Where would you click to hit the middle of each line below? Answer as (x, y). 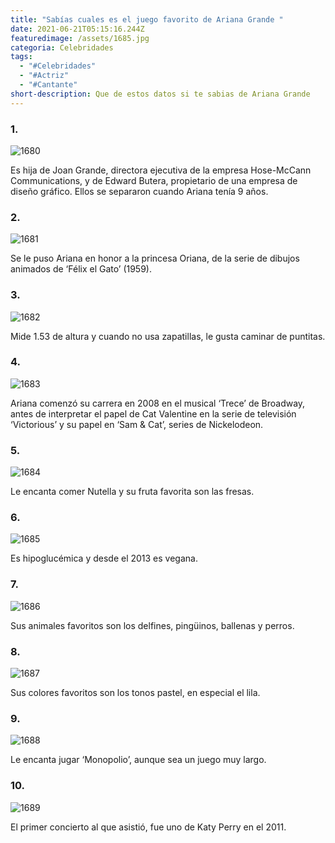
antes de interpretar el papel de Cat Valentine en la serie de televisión (153, 413)
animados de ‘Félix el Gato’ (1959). (81, 269)
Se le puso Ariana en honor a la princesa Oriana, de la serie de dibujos (155, 258)
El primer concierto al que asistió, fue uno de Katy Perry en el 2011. (148, 827)
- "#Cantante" (48, 85)
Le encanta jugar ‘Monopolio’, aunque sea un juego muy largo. (138, 760)
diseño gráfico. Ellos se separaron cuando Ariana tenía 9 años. (139, 191)
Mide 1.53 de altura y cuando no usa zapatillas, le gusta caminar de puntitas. (168, 336)
